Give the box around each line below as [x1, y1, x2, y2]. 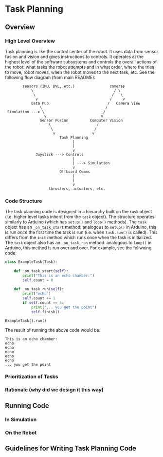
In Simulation [5, 416, 37, 423]
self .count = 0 [22, 278, 54, 282]
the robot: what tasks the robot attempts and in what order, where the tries [5, 64, 155, 70]
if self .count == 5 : [22, 300, 64, 305]
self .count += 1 [22, 296, 55, 301]
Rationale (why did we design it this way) [5, 386, 104, 393]
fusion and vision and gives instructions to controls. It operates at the [5, 54, 144, 60]
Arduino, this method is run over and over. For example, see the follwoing [5, 245, 152, 251]
